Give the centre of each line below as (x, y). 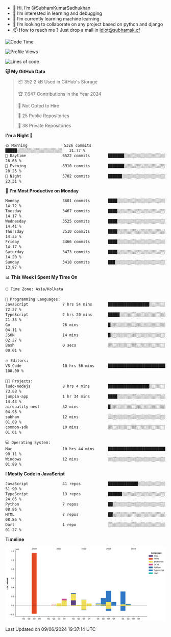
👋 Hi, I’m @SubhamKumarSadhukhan (52, 8)
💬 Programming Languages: (33, 299)
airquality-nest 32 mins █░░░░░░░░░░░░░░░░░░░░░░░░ (86, 407)
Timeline (15, 539)
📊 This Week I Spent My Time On (41, 277)
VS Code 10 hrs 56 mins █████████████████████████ (86, 366)
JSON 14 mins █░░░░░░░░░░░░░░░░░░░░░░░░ (86, 335)
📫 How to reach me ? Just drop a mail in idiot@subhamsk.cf (76, 30)
